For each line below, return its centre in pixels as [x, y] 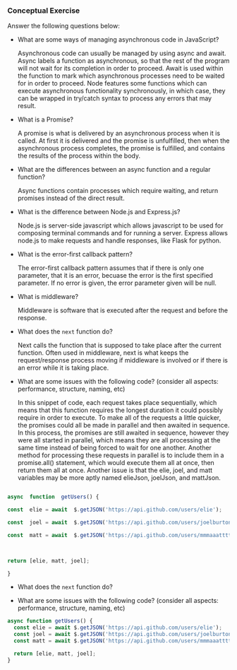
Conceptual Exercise [44, 11]
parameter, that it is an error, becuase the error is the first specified [115, 276]
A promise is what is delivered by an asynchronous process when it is [119, 134]
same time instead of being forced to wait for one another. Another [114, 448]
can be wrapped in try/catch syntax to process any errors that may [115, 98]
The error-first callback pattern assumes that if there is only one [111, 268]
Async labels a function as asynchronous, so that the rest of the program [123, 61]
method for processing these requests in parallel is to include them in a [121, 455]
